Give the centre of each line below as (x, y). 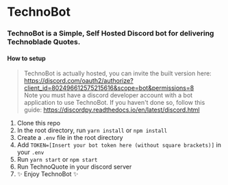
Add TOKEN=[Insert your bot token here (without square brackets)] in (119, 145)
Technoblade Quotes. (44, 42)
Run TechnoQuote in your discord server (74, 167)
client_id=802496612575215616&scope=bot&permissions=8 (109, 88)
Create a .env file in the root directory (70, 138)
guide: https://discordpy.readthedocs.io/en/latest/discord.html (112, 110)
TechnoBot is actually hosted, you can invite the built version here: (118, 73)
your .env (30, 152)
